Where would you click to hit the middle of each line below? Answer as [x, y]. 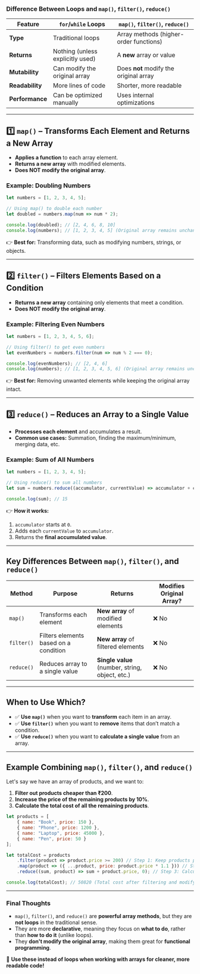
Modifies [172, 586]
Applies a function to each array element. [66, 158]
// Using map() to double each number [54, 209]
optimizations [136, 103]
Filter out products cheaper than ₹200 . [64, 793]
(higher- [172, 35]
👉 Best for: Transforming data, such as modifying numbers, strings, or [94, 242]
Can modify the [74, 68]
